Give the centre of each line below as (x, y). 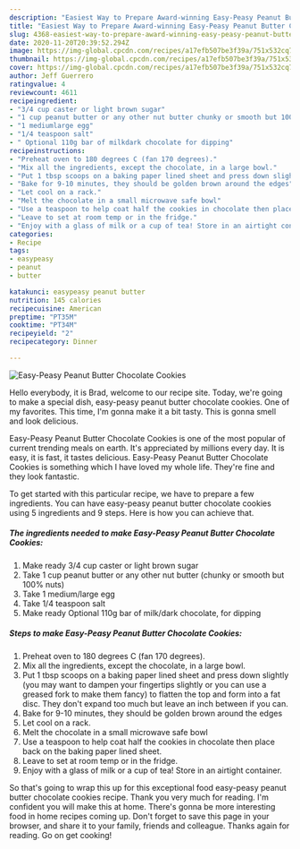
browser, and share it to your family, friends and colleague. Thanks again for (150, 826)
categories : (31, 234)
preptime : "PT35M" (43, 317)
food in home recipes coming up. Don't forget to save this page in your (139, 816)
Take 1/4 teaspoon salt (63, 603)
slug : (19, 34)
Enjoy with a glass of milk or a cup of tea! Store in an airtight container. (152, 770)
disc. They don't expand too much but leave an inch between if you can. (155, 703)
